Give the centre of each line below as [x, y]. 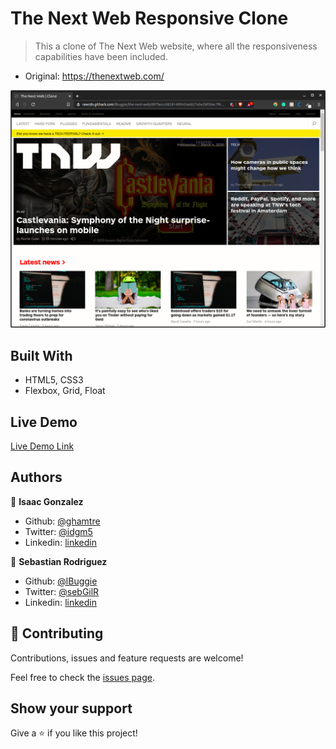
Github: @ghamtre [62, 521]
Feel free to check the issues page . [82, 677]
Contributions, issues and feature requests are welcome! [127, 658]
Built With [41, 355]
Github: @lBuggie [61, 581]
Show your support [71, 708]
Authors [36, 477]
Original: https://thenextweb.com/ [94, 76]
